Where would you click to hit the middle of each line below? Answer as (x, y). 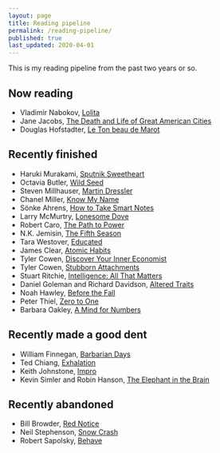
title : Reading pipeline (49, 23)
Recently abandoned (61, 404)
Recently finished (53, 155)
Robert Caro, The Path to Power (72, 225)
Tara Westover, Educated (61, 241)
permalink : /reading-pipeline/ (60, 30)
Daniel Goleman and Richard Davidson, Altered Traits (107, 284)
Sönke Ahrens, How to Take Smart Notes (86, 208)
